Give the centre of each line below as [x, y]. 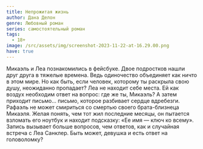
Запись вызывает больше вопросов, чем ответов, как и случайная [93, 126]
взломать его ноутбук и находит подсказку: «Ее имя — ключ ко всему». [100, 120]
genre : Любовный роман [35, 23]
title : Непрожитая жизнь [38, 12]
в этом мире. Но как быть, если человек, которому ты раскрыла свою [98, 81]
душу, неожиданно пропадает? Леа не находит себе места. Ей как [93, 88]
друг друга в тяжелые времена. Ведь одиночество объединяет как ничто [102, 75]
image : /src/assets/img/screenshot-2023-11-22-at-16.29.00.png [88, 46]
